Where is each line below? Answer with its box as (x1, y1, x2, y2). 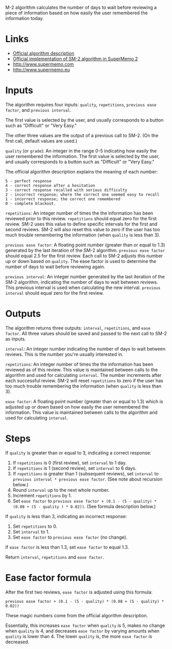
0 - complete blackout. (5, 201, 56, 206)
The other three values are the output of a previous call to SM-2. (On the (5, 132, 159, 138)
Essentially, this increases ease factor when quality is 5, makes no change (5, 622, 165, 628)
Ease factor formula (5, 572, 91, 583)
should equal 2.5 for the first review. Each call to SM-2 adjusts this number (5, 253, 163, 259)
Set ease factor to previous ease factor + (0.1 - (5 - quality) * (12, 498, 157, 504)
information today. (5, 15, 44, 21)
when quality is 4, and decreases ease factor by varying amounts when (5, 627, 160, 634)
